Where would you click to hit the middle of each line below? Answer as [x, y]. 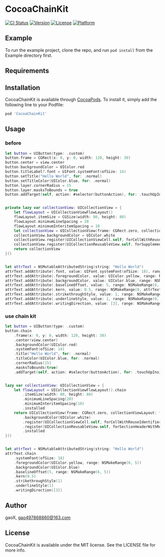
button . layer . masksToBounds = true [41, 190]
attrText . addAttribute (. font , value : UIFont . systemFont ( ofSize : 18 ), [78, 271]
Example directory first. [29, 55]
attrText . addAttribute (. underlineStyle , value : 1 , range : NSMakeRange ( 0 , [82, 299]
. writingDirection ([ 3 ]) [38, 490]
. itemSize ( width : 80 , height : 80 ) [58, 395]
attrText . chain [21, 454]
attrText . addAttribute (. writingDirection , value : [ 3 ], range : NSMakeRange [83, 303]
